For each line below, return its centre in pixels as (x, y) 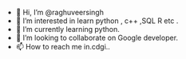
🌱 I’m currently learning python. (67, 29)
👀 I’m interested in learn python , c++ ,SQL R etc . (97, 21)
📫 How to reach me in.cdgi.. (63, 47)
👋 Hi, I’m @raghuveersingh (59, 12)
